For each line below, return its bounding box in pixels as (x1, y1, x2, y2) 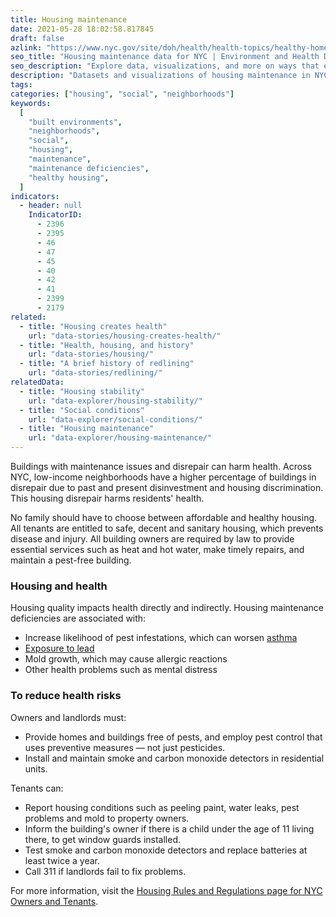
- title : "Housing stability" (19, 386, 145, 396)
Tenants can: (10, 782, 64, 794)
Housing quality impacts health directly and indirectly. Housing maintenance (10, 602, 324, 614)
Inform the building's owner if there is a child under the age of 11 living (24, 822, 315, 835)
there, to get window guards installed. (24, 833, 182, 845)
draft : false (10, 33, 65, 43)
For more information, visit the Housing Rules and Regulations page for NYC (10, 884, 323, 896)
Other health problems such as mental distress (24, 664, 218, 676)
